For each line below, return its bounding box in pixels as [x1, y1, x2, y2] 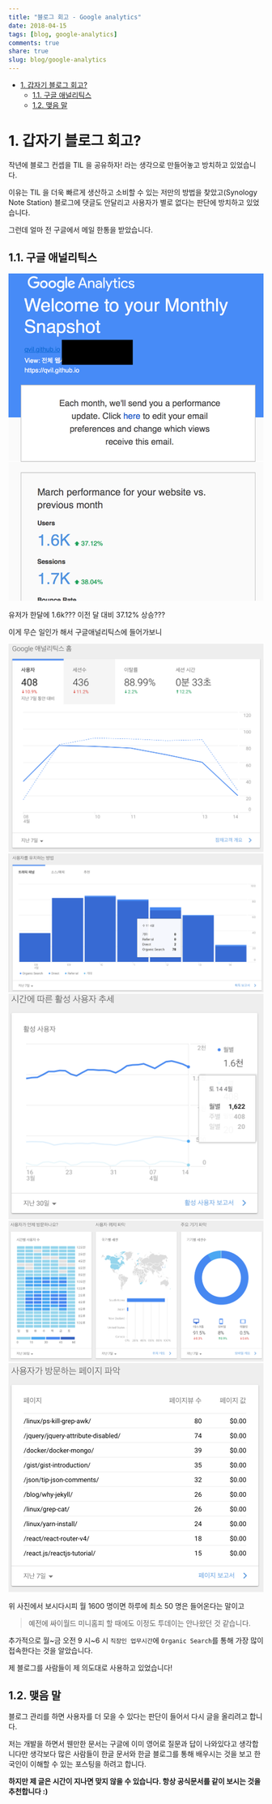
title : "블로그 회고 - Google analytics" [8, 13, 142, 21]
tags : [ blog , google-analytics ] [8, 30, 117, 38]
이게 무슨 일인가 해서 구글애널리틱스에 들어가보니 [8, 626, 163, 636]
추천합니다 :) [8, 1787, 49, 1797]
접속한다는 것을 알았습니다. [8, 1645, 93, 1655]
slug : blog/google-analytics [8, 56, 107, 64]
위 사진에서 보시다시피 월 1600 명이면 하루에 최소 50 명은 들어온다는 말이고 [8, 1601, 245, 1610]
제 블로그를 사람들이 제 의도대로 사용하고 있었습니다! [8, 1662, 172, 1673]
